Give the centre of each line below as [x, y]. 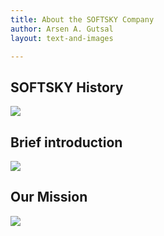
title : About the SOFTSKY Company [82, 19]
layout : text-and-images [62, 38]
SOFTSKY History [67, 87]
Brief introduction [66, 142]
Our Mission [49, 197]
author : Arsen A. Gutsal [62, 29]
